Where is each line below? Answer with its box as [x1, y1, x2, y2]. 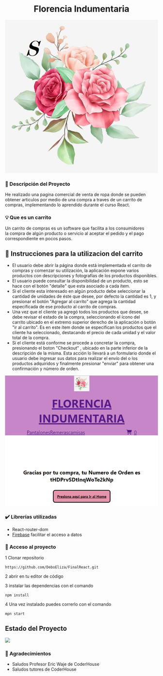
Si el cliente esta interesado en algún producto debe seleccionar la [12, 288, 146, 294]
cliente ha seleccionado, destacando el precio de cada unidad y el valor [12, 330, 156, 336]
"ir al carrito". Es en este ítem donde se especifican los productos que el [12, 324, 157, 330]
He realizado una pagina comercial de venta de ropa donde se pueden [5, 192, 146, 197]
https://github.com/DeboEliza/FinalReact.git [5, 565, 98, 569]
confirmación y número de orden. [12, 366, 79, 372]
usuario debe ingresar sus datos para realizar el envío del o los [12, 356, 138, 361]
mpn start [5, 611, 25, 616]
